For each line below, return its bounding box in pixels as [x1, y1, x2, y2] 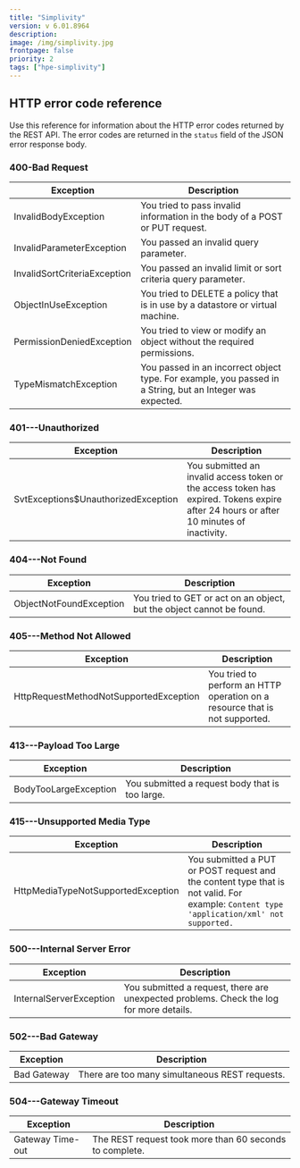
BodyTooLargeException [13, 783, 117, 795]
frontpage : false [9, 46, 74, 55]
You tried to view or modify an [140, 324, 266, 336]
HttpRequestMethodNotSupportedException [13, 690, 200, 702]
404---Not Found [9, 553, 87, 566]
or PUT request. [140, 221, 207, 233]
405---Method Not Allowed [9, 629, 131, 642]
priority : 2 [9, 55, 54, 63]
